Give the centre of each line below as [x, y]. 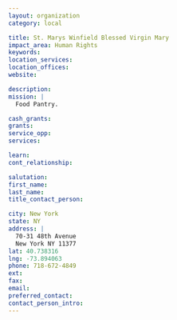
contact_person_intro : [46, 303]
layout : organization [44, 16]
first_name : [28, 185]
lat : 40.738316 [33, 251]
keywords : [25, 53]
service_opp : [30, 134]
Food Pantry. [37, 104]
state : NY [25, 222]
